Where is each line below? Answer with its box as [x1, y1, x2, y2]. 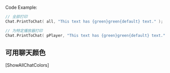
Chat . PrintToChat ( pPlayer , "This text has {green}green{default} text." [5, 33, 166, 38]
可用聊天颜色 [5, 48, 46, 57]
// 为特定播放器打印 [5, 28, 43, 33]
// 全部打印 [5, 14, 28, 19]
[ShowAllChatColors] [5, 62, 50, 68]
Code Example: [5, 5, 37, 10]
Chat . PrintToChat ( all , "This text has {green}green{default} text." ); [5, 19, 163, 24]
